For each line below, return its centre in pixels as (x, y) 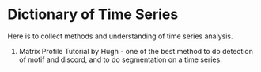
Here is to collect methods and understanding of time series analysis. (120, 36)
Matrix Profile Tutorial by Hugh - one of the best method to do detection (136, 51)
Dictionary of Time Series (93, 14)
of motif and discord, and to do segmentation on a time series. (120, 59)
